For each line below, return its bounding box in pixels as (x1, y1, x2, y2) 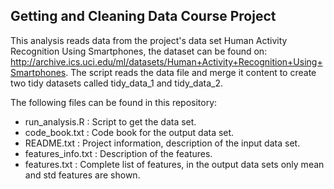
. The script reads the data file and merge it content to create (65, 66, 317, 78)
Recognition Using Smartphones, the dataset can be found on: (10, 45, 268, 57)
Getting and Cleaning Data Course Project (10, 8, 277, 25)
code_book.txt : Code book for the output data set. (24, 126, 235, 138)
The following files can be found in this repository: (10, 96, 218, 108)
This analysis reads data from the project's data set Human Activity (10, 34, 288, 46)
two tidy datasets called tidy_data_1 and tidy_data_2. (10, 77, 223, 89)
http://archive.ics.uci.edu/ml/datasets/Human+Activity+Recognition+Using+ (10, 55, 323, 68)
